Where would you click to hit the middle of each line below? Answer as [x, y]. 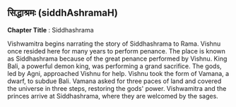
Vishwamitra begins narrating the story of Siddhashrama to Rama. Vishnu [114, 44]
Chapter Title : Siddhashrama [51, 30]
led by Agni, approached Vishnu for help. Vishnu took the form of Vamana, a [118, 73]
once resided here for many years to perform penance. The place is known [117, 51]
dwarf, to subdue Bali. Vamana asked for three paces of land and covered [114, 81]
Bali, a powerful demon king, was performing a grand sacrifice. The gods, [114, 66]
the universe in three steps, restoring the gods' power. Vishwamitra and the [117, 88]
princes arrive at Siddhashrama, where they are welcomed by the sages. [113, 96]
